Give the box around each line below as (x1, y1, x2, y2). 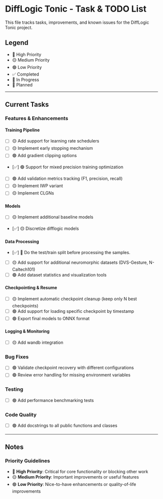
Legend (5, 39, 29, 47)
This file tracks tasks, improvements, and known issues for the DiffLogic (5, 19, 149, 25)
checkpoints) (12, 303, 39, 308)
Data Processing (5, 239, 39, 244)
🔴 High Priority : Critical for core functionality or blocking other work (12, 468, 148, 474)
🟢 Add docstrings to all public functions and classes (12, 422, 117, 428)
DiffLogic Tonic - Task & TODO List (5, 3, 147, 15)
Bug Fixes (5, 354, 29, 360)
